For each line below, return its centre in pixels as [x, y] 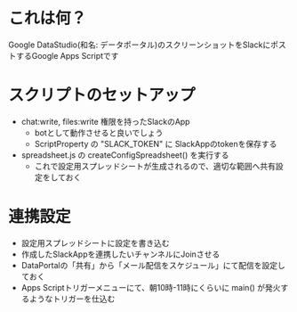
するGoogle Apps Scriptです [67, 55]
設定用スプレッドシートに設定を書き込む [95, 242]
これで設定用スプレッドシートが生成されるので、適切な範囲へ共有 [155, 166]
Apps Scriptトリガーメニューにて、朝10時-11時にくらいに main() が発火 [151, 287]
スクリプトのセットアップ [102, 95]
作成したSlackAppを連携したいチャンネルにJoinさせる [120, 254]
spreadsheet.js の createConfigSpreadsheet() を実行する [125, 155]
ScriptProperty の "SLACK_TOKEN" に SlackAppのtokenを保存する [156, 144]
